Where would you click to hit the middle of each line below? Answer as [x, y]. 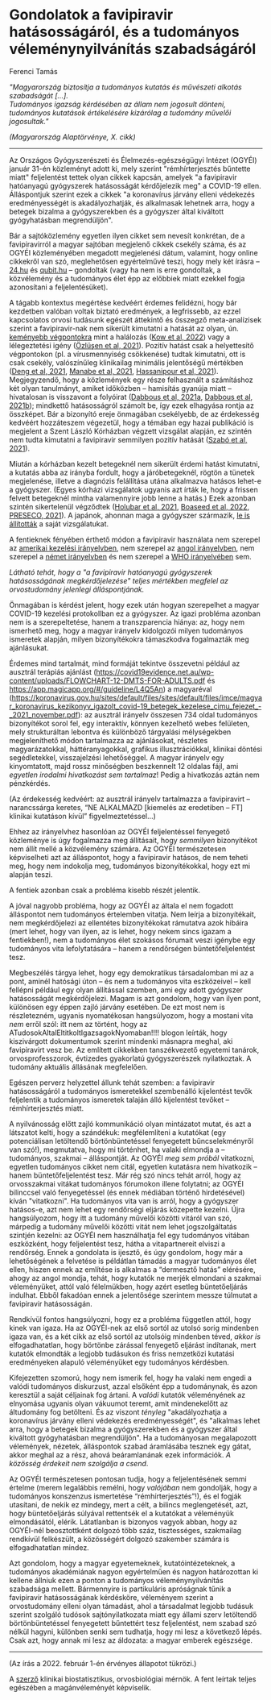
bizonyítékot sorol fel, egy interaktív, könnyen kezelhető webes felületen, [129, 723]
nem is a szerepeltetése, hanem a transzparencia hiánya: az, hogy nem [127, 621]
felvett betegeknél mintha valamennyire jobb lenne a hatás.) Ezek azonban [133, 498]
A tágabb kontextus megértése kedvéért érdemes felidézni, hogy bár [123, 302]
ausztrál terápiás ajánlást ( [53, 671]
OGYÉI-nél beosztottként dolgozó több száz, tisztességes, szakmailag [125, 1530]
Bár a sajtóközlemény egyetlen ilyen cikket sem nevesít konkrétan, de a [127, 235]
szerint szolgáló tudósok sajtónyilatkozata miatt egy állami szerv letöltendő [133, 1615]
